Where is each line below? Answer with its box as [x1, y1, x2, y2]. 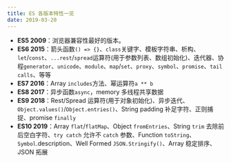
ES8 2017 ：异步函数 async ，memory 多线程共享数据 [17, 87, 164, 96]
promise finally [29, 113, 77, 121]
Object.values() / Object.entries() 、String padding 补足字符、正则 [17, 104, 208, 113]
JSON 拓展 [17, 148, 48, 156]
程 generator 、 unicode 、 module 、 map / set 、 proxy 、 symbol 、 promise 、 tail [17, 62, 223, 70]
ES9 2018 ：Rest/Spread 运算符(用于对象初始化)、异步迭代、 [17, 96, 189, 104]
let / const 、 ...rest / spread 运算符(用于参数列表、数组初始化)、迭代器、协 [17, 53, 224, 62]
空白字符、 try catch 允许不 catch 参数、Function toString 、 [23, 130, 196, 139]
